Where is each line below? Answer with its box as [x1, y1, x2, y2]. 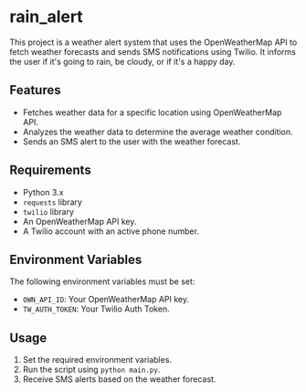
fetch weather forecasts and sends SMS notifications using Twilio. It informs [9, 46, 297, 57]
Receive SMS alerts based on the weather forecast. [22, 374, 216, 385]
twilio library [22, 206, 75, 217]
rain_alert [9, 6, 84, 27]
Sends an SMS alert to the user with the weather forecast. [22, 135, 241, 147]
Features [9, 82, 61, 98]
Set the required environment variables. [22, 355, 172, 366]
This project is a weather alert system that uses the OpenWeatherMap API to [9, 37, 298, 48]
